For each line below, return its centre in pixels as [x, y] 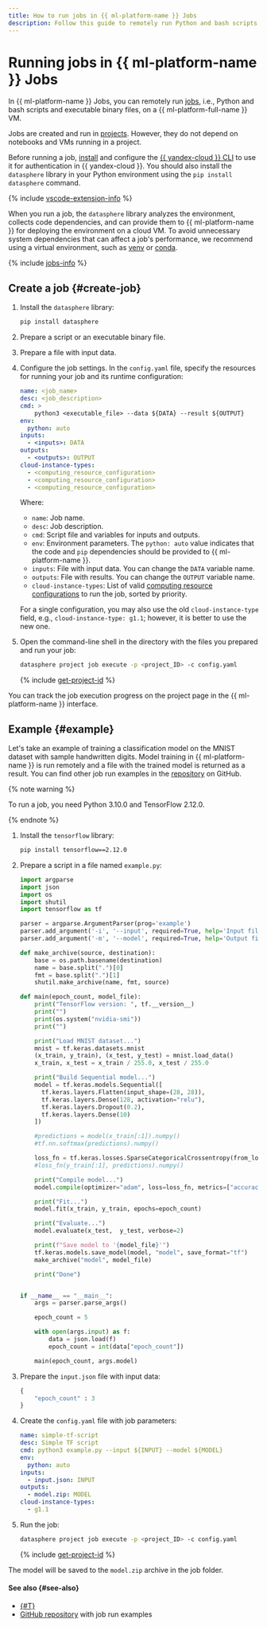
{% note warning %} [42, 789]
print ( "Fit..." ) [61, 1202]
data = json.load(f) [83, 1340]
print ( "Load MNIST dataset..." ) [88, 1041]
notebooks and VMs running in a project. [75, 142]
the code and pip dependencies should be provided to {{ [125, 552]
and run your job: [48, 651]
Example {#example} [61, 729]
